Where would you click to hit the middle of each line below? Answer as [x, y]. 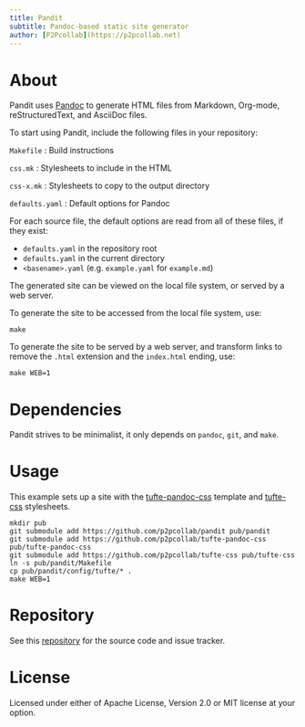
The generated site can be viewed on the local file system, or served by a [147, 286]
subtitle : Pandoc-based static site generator [99, 26]
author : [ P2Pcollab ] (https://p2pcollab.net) [95, 35]
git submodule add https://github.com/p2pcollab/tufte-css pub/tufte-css [152, 555]
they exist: [29, 231]
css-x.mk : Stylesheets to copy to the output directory [110, 186]
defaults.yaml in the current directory [94, 258]
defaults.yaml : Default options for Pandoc [90, 204]
